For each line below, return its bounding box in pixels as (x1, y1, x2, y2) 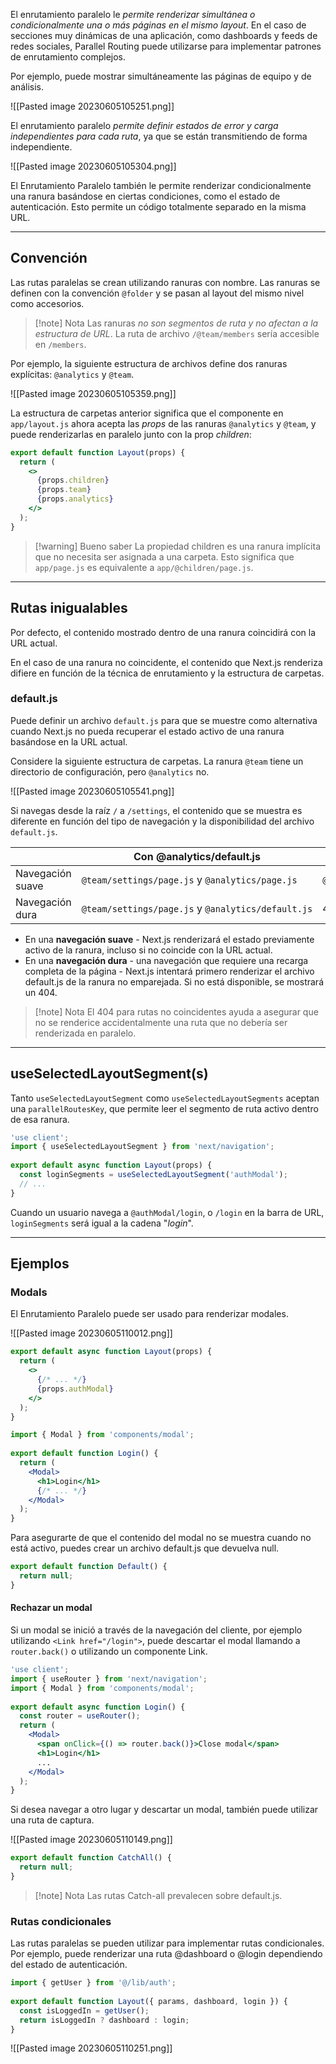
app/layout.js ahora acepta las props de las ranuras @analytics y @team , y (10, 417, 317, 429)
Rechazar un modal (10, 1602, 93, 1614)
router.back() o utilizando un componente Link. (10, 1645, 208, 1657)
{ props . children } (36, 475, 110, 486)
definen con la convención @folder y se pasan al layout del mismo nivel (10, 287, 305, 299)
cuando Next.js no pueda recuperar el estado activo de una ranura (10, 725, 285, 737)
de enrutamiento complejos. (10, 51, 127, 63)
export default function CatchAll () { (10, 1853, 172, 1863)
